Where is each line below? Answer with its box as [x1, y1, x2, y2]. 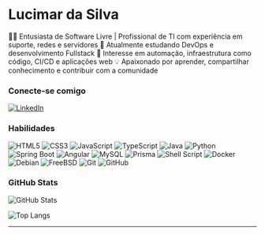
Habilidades [8, 123, 55, 134]
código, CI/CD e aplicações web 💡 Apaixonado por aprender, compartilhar [8, 57, 250, 66]
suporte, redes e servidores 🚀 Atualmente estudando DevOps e [8, 39, 215, 49]
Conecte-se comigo [8, 85, 87, 96]
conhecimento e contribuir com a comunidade [8, 65, 159, 75]
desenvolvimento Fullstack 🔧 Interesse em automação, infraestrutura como [8, 48, 252, 58]
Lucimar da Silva [8, 6, 120, 24]
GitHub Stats [8, 177, 58, 188]
